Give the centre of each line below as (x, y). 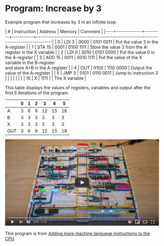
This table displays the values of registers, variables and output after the (78, 87)
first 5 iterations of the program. (37, 93)
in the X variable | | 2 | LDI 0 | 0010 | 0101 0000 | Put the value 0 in (88, 52)
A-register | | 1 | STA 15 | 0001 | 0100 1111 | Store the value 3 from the (74, 47)
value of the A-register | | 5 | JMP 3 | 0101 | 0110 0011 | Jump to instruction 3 (82, 73)
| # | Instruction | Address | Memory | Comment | (54, 31)
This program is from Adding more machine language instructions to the (78, 234)
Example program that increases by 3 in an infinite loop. (61, 22)
